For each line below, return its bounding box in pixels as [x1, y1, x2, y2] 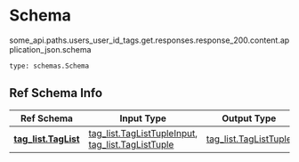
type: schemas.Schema [9, 61, 90, 70]
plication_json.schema [9, 44, 92, 54]
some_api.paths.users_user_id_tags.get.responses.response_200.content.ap [9, 35, 290, 45]
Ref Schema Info [9, 85, 103, 101]
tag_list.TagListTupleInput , [88, 126, 198, 139]
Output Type [222, 112, 277, 125]
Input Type [119, 112, 167, 125]
